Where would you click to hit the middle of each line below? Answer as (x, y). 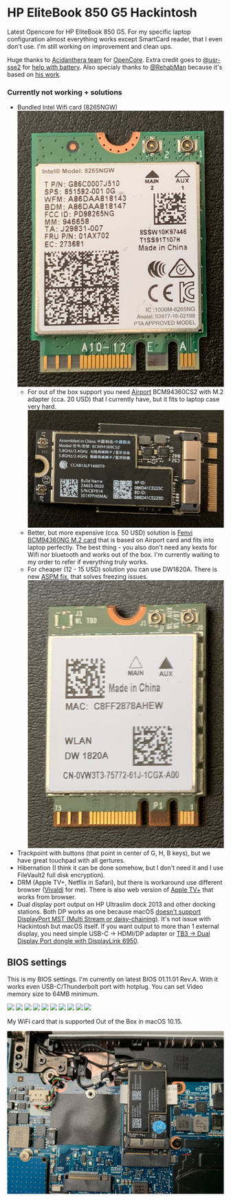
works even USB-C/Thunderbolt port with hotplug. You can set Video (105, 986)
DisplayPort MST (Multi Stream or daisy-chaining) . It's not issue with (114, 918)
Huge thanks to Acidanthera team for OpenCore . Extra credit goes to (104, 59)
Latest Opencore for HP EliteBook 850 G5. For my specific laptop (99, 32)
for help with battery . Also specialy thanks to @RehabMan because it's (122, 67)
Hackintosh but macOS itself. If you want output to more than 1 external (118, 926)
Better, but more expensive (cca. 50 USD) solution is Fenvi (110, 533)
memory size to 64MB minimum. (53, 994)
